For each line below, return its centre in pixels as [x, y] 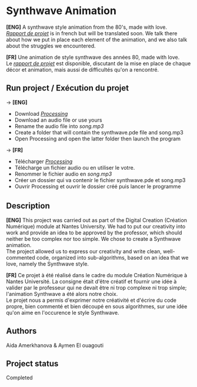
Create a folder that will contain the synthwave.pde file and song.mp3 [99, 132]
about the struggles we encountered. [51, 46]
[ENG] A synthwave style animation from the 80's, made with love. [87, 27]
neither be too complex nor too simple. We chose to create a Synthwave [94, 238]
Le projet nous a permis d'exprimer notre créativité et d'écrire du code [91, 300]
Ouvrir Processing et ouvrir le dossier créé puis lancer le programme [98, 186]
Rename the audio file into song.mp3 [59, 126]
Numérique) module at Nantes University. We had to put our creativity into [96, 226]
